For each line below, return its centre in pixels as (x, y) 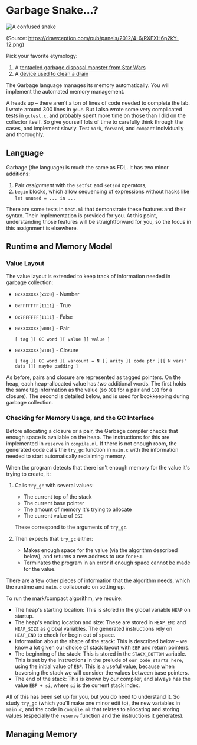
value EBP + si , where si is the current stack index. (77, 685)
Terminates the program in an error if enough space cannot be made (107, 563)
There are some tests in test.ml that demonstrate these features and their (96, 209)
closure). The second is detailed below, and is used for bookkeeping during (98, 396)
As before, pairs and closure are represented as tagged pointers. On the (94, 377)
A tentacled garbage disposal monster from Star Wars (80, 67)
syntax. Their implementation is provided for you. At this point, (82, 215)
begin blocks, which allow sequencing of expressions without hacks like (102, 191)
